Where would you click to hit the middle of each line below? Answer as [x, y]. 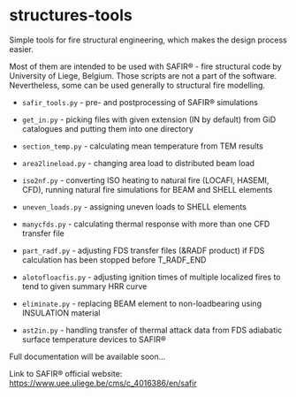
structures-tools [71, 15]
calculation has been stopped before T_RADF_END [114, 260]
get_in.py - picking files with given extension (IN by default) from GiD [149, 119]
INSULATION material [61, 313]
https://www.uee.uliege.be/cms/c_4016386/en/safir [103, 383]
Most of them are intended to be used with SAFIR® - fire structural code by [145, 66]
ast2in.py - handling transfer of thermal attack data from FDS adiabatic [152, 330]
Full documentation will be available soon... [87, 356]
